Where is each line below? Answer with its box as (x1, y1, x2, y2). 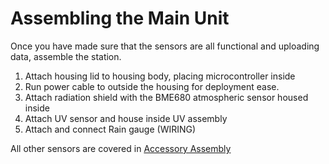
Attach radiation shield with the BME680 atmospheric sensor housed (24, 91, 309, 103)
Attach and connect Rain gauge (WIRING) (24, 123, 197, 135)
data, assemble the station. (10, 50, 122, 62)
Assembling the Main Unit (10, 7, 230, 30)
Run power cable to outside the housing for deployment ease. (24, 80, 280, 92)
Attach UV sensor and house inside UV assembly (24, 112, 228, 124)
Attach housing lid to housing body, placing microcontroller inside (24, 70, 296, 82)
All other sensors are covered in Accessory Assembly (10, 142, 232, 154)
